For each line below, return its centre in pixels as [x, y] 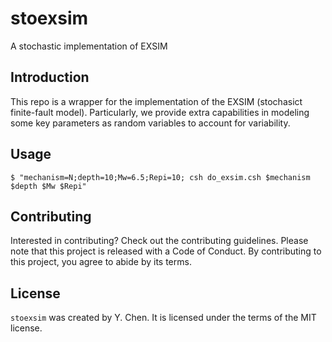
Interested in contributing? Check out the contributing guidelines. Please [159, 241]
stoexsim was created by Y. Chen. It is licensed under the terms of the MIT [163, 318]
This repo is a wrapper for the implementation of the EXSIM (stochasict [156, 101]
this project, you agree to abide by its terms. [101, 262]
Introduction [50, 77]
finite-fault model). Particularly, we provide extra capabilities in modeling [160, 112]
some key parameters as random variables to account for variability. [150, 123]
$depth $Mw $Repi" [48, 186]
